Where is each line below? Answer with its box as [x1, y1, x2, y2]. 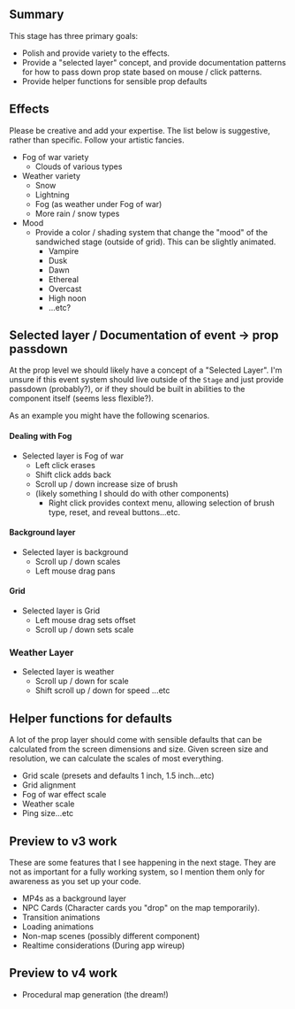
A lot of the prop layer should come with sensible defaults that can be [9, 735, 262, 745]
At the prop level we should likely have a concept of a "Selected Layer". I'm [9, 365, 283, 375]
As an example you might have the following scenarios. [9, 411, 210, 421]
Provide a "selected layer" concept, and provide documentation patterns [21, 57, 287, 67]
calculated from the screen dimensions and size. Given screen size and [9, 743, 269, 755]
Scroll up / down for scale [34, 676, 130, 687]
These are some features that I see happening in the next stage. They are [9, 857, 276, 867]
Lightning [34, 189, 70, 200]
